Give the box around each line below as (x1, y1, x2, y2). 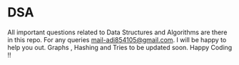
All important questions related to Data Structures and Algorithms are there (7, 28, 228, 36)
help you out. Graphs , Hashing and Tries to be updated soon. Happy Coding (7, 43, 233, 51)
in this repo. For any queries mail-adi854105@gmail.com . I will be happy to (7, 35, 227, 44)
